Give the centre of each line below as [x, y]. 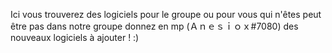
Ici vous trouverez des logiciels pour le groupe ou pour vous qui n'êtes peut [166, 14]
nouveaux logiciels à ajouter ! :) [75, 37]
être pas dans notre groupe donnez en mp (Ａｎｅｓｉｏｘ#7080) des [154, 26]
